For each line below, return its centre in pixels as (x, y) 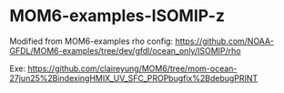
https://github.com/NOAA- (225, 41)
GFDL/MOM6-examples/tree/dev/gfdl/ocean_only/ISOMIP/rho (125, 50)
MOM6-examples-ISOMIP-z (117, 16)
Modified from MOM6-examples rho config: (91, 41)
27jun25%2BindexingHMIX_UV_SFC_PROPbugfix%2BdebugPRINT (134, 77)
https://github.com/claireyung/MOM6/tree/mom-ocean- (132, 68)
